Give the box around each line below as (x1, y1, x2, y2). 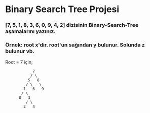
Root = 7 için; (5, 59, 33, 65)
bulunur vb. (5, 48, 34, 55)
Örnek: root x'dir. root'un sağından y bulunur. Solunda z (5, 41, 145, 48)
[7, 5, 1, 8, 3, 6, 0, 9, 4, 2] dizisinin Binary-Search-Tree (5, 22, 139, 29)
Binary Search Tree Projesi (5, 4, 120, 15)
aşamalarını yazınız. (5, 28, 56, 35)
